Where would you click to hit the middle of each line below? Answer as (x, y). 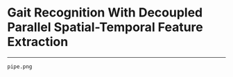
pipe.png (20, 67)
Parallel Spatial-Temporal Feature (105, 27)
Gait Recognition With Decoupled (105, 13)
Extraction (38, 42)
